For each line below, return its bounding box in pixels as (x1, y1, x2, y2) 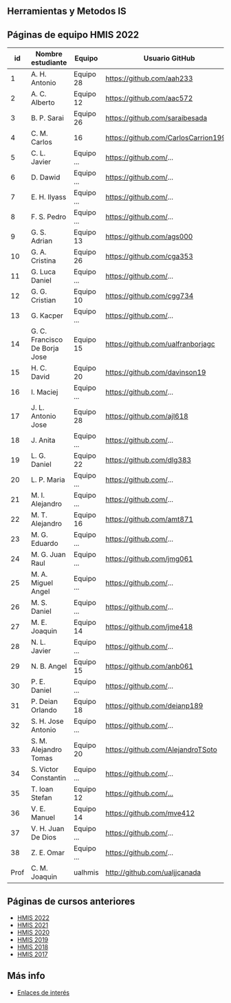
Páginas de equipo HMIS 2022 (7, 29, 140, 41)
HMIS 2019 (16, 936, 49, 944)
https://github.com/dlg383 (105, 455, 191, 465)
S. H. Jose (30, 716, 64, 726)
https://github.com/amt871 (105, 515, 194, 525)
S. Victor (30, 764, 59, 774)
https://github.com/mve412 (105, 808, 195, 818)
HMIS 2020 (16, 928, 50, 937)
